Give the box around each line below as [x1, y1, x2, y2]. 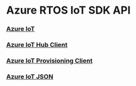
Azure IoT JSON [6, 72, 54, 81]
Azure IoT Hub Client [6, 41, 68, 49]
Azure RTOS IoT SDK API [6, 4, 131, 17]
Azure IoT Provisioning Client [6, 56, 93, 65]
